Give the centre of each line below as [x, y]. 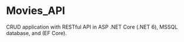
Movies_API [36, 11]
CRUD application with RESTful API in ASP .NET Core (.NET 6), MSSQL [92, 27]
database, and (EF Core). [37, 33]
